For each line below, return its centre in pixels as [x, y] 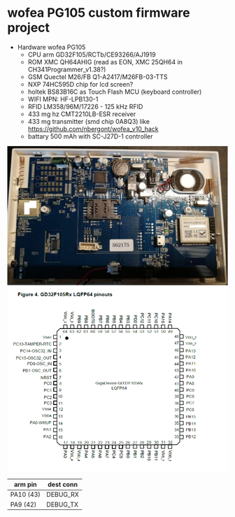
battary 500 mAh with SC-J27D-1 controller [90, 136]
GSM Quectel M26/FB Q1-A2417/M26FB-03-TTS [98, 77]
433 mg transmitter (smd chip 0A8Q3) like [89, 121]
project [29, 28]
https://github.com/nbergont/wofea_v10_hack [93, 129]
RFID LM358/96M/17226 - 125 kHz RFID [85, 106]
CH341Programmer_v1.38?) [67, 69]
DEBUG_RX [63, 495]
